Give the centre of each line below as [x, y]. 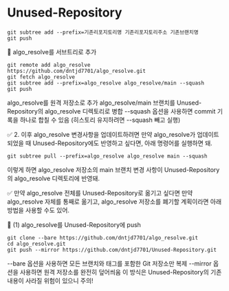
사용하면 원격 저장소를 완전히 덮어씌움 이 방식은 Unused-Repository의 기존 [121, 272]
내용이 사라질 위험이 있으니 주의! [51, 281]
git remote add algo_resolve [49, 65]
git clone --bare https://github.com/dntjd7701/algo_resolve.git [102, 238]
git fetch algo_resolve [41, 77]
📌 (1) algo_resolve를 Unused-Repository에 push [74, 224]
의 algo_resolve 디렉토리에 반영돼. [54, 178]
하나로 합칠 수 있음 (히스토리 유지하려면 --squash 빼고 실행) [100, 120]
